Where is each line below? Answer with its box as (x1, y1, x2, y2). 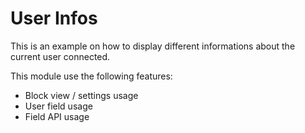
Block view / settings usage (24, 89, 139, 101)
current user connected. (10, 50, 111, 62)
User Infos (10, 7, 98, 30)
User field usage (24, 100, 93, 112)
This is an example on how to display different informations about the (10, 40, 296, 52)
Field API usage (24, 110, 90, 122)
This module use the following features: (10, 70, 173, 82)
